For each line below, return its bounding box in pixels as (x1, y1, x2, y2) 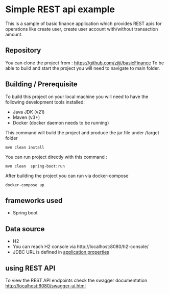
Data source (5, 225, 45, 233)
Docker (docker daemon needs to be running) (12, 119, 109, 126)
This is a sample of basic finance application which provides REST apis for (5, 20, 162, 27)
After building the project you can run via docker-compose (5, 173, 129, 179)
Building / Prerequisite (5, 80, 78, 89)
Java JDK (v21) (12, 109, 45, 115)
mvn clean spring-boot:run (5, 163, 65, 169)
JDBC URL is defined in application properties (12, 249, 110, 255)
